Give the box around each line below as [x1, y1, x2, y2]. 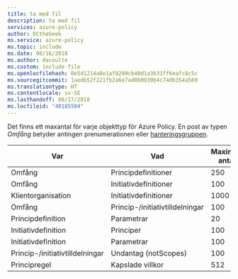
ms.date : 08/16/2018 [7, 50, 69, 58]
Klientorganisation [11, 190, 72, 200]
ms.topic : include [7, 43, 62, 50]
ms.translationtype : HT [7, 83, 78, 90]
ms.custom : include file [7, 63, 81, 70]
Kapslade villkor [110, 260, 164, 270]
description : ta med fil [7, 17, 81, 24]
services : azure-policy [7, 23, 78, 31]
